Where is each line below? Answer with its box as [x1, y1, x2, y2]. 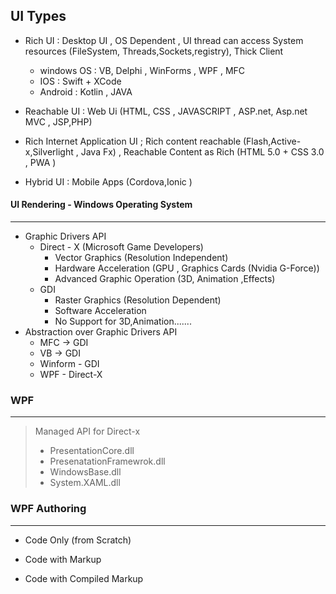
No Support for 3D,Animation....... [54, 315, 192, 328]
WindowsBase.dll [49, 466, 122, 478]
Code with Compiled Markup [24, 572, 144, 584]
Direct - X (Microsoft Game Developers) [39, 241, 204, 253]
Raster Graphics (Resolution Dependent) [54, 294, 222, 306]
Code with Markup [24, 553, 102, 565]
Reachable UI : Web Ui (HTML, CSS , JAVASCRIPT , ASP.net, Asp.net [24, 105, 308, 117]
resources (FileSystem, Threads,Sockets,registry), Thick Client [24, 45, 284, 57]
